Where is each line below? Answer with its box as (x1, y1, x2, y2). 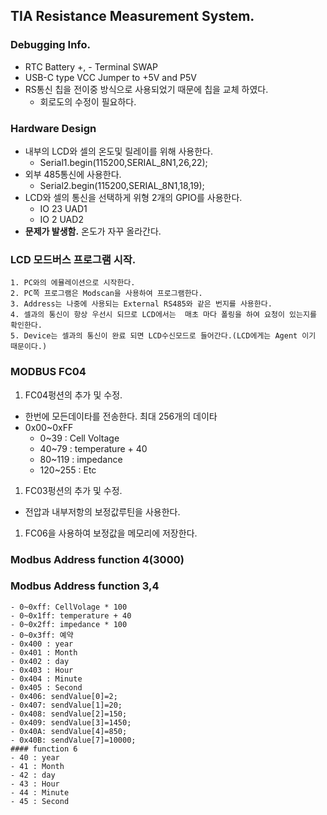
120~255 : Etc (39, 464, 97, 476)
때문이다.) (10, 342, 48, 352)
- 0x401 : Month (10, 647, 78, 658)
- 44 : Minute (10, 787, 70, 798)
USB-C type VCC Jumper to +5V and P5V (24, 71, 197, 83)
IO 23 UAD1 (39, 202, 88, 214)
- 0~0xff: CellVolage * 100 (10, 602, 128, 612)
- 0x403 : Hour (10, 665, 74, 675)
